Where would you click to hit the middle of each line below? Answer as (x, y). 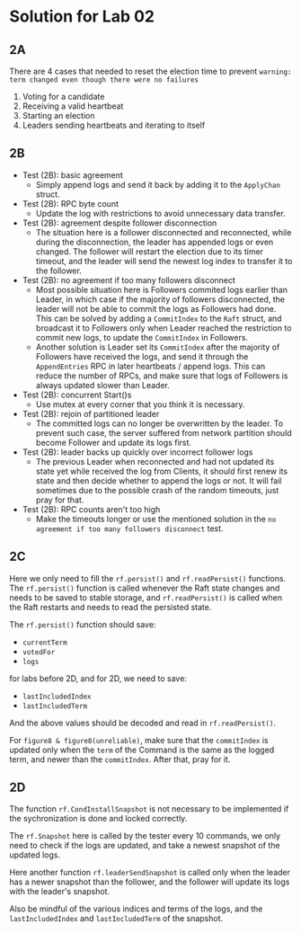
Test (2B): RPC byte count (71, 203)
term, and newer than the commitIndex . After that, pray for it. (120, 759)
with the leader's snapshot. (60, 892)
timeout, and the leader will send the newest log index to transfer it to (164, 261)
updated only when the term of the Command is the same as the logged (142, 750)
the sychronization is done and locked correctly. (98, 819)
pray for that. (60, 500)
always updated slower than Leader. (103, 385)
